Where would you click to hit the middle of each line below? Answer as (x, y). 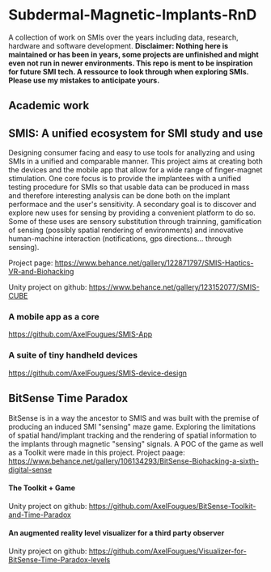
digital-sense (30, 469)
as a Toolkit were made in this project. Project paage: (97, 452)
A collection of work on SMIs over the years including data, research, (123, 37)
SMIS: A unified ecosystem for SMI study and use (136, 133)
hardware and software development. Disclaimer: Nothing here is (119, 45)
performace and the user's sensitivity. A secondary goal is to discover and (132, 205)
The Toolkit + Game (42, 488)
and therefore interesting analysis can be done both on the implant (119, 196)
